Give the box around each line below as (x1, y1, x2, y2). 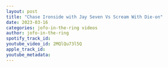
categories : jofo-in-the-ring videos (6, 24, 98, 31)
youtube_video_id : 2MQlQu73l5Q (6, 41, 82, 47)
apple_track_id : (6, 47, 45, 52)
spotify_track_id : (6, 36, 51, 41)
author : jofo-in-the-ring (6, 30, 69, 36)
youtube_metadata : (6, 52, 51, 58)
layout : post (6, 8, 38, 15)
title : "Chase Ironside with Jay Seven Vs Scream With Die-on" (6, 14, 163, 20)
